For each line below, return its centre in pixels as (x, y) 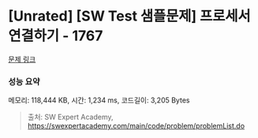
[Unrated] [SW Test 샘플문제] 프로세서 (129, 16)
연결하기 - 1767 (56, 36)
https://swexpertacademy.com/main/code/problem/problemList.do (136, 126)
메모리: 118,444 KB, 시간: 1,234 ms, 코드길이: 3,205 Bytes (99, 100)
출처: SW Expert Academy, (70, 117)
